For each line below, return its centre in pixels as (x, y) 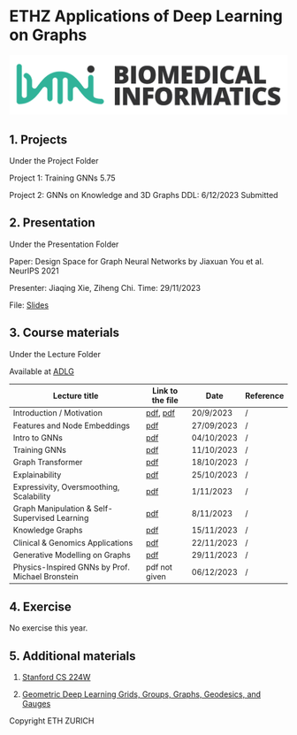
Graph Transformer (48, 463)
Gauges (36, 704)
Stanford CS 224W (56, 678)
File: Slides (29, 305)
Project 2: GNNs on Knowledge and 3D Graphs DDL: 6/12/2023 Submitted (144, 195)
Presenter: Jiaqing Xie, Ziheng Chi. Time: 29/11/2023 (105, 287)
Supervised (34, 518)
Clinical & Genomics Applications (73, 542)
